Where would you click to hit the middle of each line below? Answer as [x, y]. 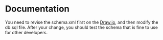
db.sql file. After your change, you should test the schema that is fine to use [81, 27]
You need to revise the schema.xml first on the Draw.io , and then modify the [82, 22]
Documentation [37, 9]
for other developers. [26, 32]
